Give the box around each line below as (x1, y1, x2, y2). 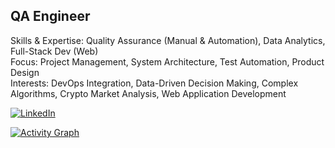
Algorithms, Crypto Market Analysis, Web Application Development (10, 87, 287, 99)
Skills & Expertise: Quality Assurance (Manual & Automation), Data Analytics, (10, 34, 326, 46)
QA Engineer (10, 8, 91, 25)
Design (10, 66, 40, 78)
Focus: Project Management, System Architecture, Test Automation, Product (10, 55, 325, 68)
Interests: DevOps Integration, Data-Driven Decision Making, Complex (10, 77, 299, 89)
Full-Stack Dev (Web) (10, 45, 99, 57)
